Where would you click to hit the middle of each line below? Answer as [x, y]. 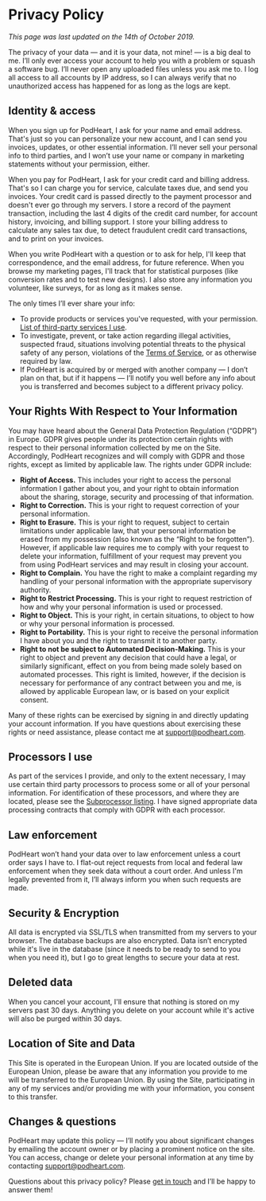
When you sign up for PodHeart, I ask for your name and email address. [125, 130]
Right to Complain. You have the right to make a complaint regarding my [139, 573]
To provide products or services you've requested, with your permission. [139, 318]
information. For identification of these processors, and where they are [124, 793]
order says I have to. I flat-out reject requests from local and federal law [125, 863]
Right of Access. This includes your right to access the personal [125, 480]
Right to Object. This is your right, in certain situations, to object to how [137, 615]
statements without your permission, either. [79, 164]
